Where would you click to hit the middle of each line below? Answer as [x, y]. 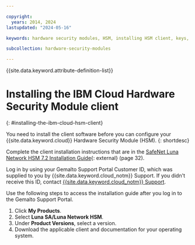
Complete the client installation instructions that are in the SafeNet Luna [93, 152]
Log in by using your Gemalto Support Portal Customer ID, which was [89, 169]
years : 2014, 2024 [34, 22]
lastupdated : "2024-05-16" [39, 28]
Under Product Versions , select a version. [65, 223]
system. [24, 236]
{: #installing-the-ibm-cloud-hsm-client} [55, 123]
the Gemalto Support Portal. [40, 199]
